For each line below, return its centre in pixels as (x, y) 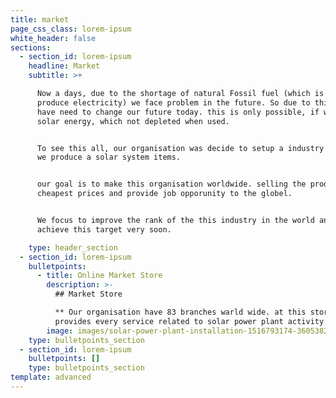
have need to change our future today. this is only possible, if (178, 112)
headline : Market (64, 66)
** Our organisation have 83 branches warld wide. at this (180, 312)
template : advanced (51, 377)
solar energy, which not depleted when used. (133, 121)
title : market (40, 19)
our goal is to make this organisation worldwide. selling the (171, 184)
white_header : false (53, 38)
